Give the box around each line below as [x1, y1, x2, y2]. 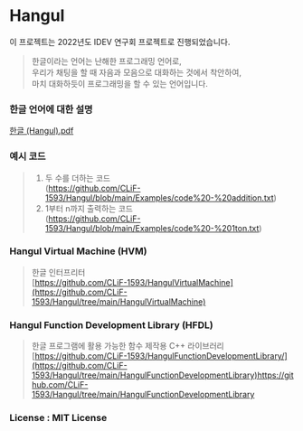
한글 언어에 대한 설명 [9, 103, 93, 116]
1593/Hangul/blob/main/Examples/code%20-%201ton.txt [44, 222, 260, 233]
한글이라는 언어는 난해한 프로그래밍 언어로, [31, 55, 183, 66]
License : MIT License [9, 412, 108, 425]
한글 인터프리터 [31, 267, 86, 277]
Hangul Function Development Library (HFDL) [9, 318, 214, 331]
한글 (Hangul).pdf [9, 126, 74, 136]
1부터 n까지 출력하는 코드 [44, 202, 134, 213]
